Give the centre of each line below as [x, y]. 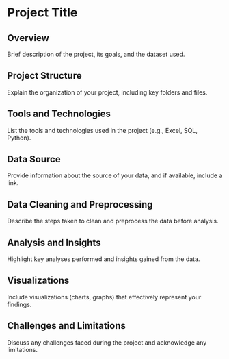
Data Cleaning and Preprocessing [80, 205]
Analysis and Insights [54, 242]
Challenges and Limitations [67, 326]
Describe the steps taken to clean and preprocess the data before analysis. [113, 221]
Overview [28, 38]
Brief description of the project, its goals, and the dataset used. [96, 54]
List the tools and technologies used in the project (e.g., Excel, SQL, [103, 130]
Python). [19, 138]
